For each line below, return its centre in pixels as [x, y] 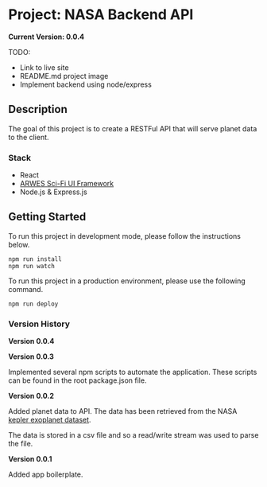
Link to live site [44, 67]
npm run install [35, 259]
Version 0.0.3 [31, 356]
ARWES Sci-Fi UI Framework [67, 184]
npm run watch [32, 266]
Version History [39, 324]
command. [26, 289]
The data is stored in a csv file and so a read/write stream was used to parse [133, 435]
